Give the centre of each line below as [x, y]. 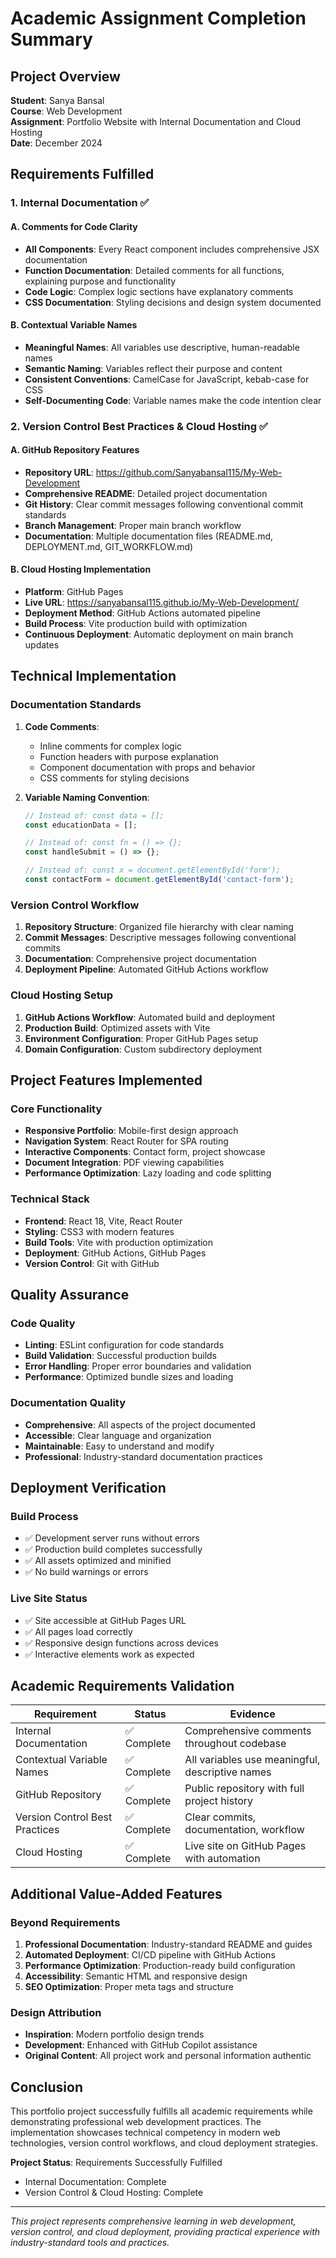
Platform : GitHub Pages [74, 592]
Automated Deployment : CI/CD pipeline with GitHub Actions [150, 1955]
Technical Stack [50, 1199]
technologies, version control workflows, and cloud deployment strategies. [164, 2143]
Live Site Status [49, 1599]
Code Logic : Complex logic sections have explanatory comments [159, 291]
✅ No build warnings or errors [86, 1572]
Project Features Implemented [106, 1080]
